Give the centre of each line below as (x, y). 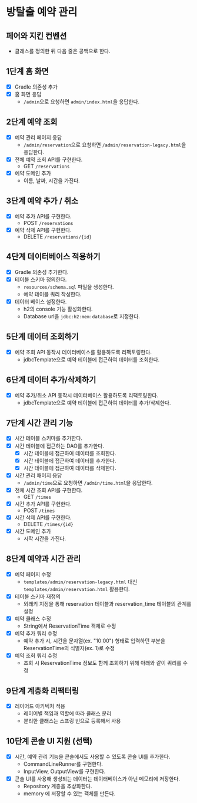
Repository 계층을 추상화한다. (58, 786)
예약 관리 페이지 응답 (38, 137)
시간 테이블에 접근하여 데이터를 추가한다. (70, 461)
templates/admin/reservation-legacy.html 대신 (80, 582)
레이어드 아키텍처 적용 (40, 706)
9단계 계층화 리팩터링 (43, 691)
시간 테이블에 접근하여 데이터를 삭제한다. (70, 468)
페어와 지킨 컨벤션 (36, 36)
